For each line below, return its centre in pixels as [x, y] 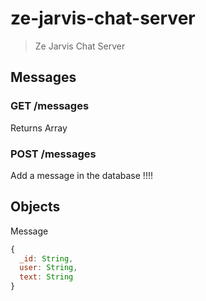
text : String [46, 277]
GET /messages [50, 106]
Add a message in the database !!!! [81, 175]
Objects [35, 207]
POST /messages [53, 154]
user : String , [48, 268]
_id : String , [46, 258]
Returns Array [39, 128]
